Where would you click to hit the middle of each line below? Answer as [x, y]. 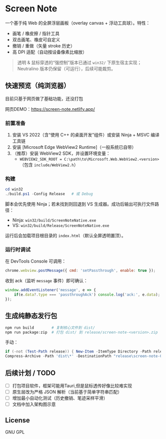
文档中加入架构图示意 [34, 404]
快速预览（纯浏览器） [38, 86]
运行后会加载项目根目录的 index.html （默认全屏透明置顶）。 [65, 236]
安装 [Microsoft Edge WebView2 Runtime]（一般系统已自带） [74, 147]
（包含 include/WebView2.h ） [49, 165]
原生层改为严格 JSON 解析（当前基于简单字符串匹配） [67, 392]
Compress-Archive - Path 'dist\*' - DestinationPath [58, 356]
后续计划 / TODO [30, 373]
